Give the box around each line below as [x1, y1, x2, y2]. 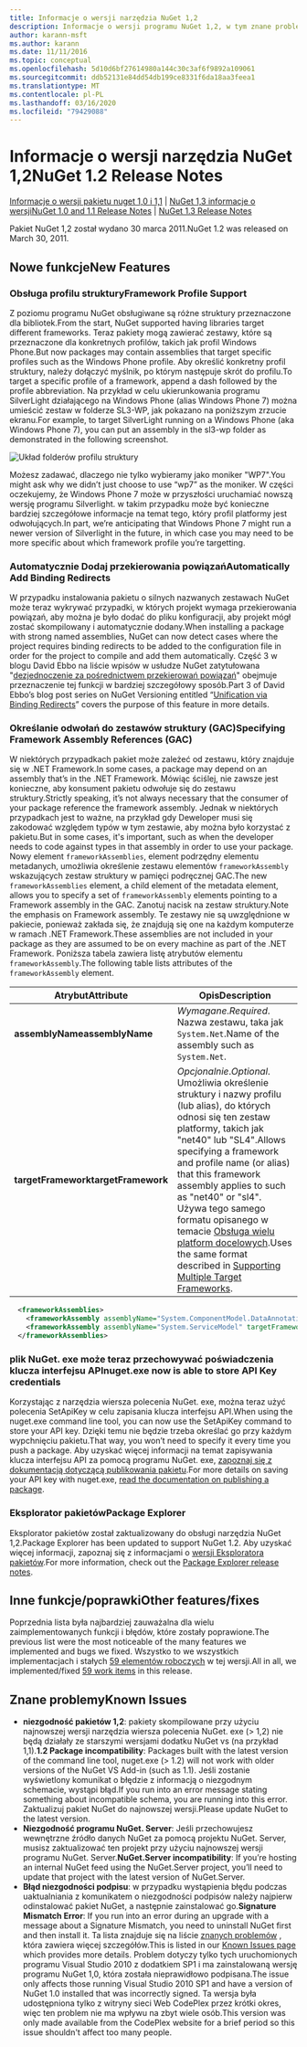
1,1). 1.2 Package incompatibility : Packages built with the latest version [22, 1745, 289, 1756]
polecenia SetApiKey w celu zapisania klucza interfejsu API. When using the [9, 1406, 293, 1417]
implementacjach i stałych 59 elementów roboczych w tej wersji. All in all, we [9, 1656, 297, 1667]
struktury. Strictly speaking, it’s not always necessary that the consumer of [9, 792, 289, 804]
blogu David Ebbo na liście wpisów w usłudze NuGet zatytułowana [9, 660, 260, 672]
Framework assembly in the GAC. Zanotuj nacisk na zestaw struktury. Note [9, 899, 290, 910]
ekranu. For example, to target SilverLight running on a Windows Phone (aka [9, 414, 295, 425]
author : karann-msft [9, 30, 89, 39]
